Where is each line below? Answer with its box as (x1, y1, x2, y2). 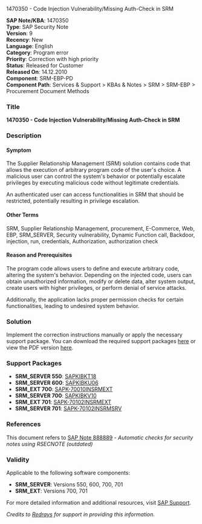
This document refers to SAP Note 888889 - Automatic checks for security (6, 434, 194, 441)
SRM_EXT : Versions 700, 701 (15, 487, 88, 495)
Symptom (6, 146, 31, 154)
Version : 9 (6, 30, 33, 37)
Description (6, 131, 42, 140)
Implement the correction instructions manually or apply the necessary (6, 331, 183, 338)
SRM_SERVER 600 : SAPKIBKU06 (15, 379, 99, 387)
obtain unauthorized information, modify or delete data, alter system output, (6, 278, 195, 285)
